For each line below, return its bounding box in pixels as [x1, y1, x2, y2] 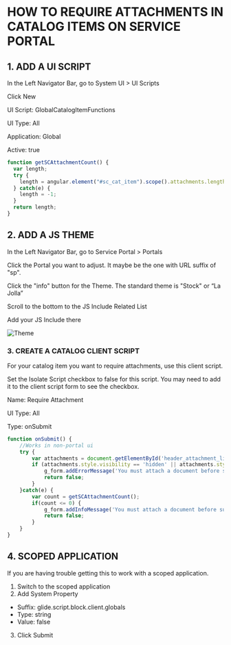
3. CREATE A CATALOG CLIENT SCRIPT [7, 346, 140, 355]
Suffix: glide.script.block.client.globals [16, 603, 126, 611]
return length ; [13, 204, 57, 211]
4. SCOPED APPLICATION [7, 551, 119, 562]
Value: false [16, 617, 51, 626]
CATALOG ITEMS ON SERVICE [7, 19, 181, 34]
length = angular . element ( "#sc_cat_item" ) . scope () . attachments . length [19, 178, 226, 185]
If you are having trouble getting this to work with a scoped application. [7, 569, 209, 577]
